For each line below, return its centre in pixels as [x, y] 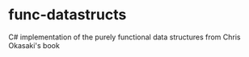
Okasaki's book [34, 45]
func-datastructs [68, 15]
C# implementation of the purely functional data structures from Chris [124, 37]
